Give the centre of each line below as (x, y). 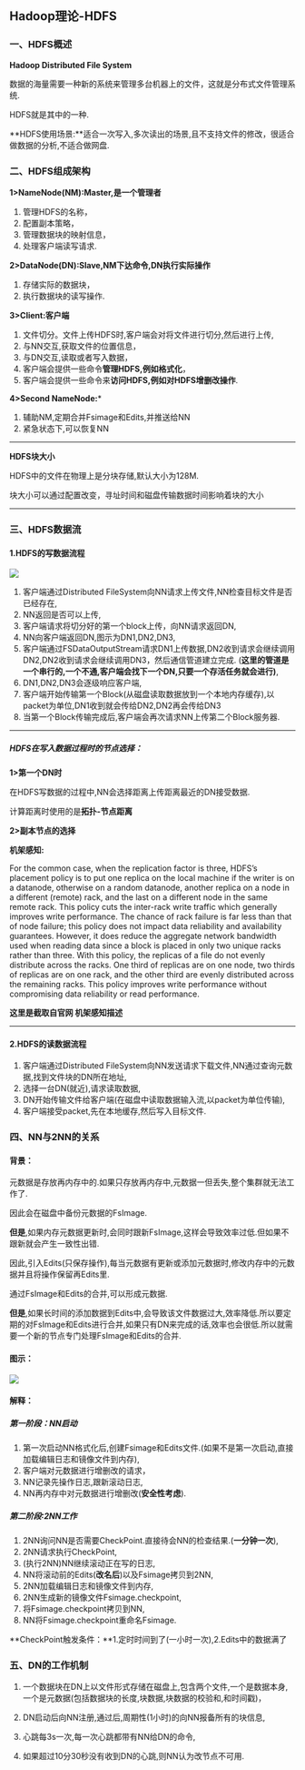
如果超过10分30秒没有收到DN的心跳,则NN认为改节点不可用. (133, 1756)
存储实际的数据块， (59, 284)
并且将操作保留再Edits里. (64, 1274)
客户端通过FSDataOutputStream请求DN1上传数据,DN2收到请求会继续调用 (159, 649)
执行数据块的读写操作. (64, 296)
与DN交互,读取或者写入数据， (78, 357)
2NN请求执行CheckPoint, (70, 1552)
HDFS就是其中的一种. (49, 114)
